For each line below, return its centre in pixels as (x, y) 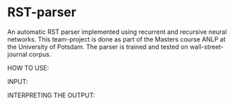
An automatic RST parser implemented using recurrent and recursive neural (117, 32)
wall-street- (207, 47)
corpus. (40, 54)
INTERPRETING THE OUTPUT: (51, 95)
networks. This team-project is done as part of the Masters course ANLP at (117, 39)
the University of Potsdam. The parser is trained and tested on (98, 47)
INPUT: (18, 81)
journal (18, 54)
